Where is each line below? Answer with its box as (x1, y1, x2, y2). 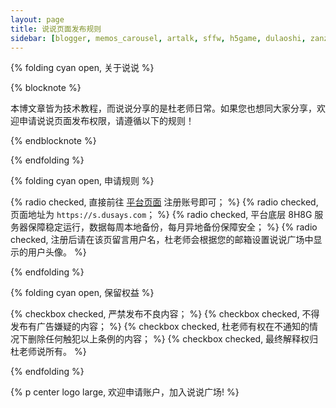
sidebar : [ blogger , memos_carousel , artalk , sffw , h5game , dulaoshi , (10, 33, 307, 43)
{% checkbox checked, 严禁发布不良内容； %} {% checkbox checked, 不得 (10, 308, 320, 320)
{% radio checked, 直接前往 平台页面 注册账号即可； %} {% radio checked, (10, 196, 319, 208)
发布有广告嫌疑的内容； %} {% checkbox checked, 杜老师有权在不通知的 (10, 321, 310, 333)
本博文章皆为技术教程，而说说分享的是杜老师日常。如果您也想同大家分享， (10, 102, 317, 115)
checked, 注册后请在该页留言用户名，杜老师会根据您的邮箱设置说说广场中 (10, 234, 314, 246)
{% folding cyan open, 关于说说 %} (10, 62, 155, 74)
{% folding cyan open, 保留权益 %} (10, 287, 155, 299)
